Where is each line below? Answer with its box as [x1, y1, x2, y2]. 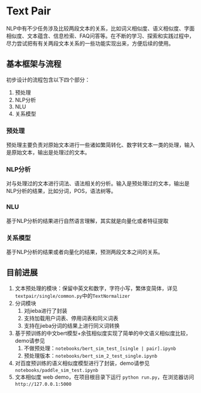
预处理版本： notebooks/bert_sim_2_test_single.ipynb [23, 352, 157, 359]
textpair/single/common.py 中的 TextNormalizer [14, 292, 130, 299]
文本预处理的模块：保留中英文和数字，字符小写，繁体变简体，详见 [14, 285, 178, 292]
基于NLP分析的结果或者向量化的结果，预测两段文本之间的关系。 [6, 248, 163, 255]
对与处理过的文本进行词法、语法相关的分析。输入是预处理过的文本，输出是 [6, 180, 190, 187]
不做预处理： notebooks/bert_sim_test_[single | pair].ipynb [23, 344, 176, 352]
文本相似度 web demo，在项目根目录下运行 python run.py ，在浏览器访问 [14, 373, 194, 380]
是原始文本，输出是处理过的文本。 [6, 149, 90, 156]
